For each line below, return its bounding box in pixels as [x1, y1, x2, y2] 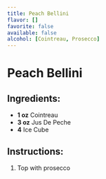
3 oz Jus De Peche [17, 118, 71, 127]
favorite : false [7, 23, 54, 30]
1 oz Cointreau [17, 111, 59, 119]
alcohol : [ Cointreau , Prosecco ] [7, 36, 100, 43]
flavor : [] [7, 17, 39, 23]
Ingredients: [7, 92, 61, 104]
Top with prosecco [17, 163, 71, 172]
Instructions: [7, 145, 64, 157]
